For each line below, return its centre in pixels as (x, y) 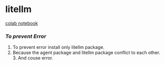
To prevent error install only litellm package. (58, 47)
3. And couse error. (33, 58)
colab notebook (22, 23)
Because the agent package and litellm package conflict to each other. (86, 53)
